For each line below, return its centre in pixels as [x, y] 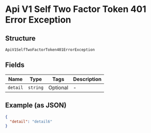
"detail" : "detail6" [31, 121]
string [36, 87]
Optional [58, 87]
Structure [20, 38]
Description [87, 79]
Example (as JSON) [36, 105]
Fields [15, 65]
